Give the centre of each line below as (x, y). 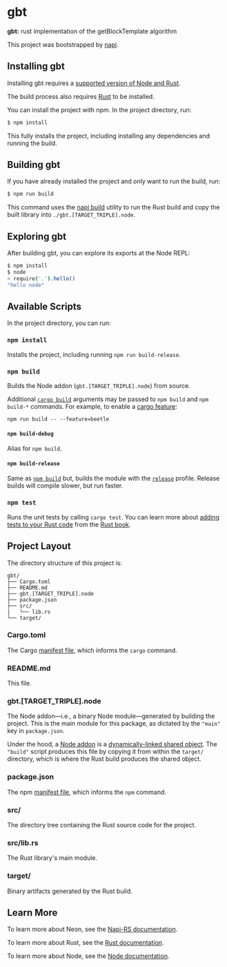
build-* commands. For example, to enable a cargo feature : (92, 407)
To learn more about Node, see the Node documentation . (88, 956)
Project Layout (39, 546)
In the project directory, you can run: (59, 323)
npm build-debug (30, 434)
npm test (22, 503)
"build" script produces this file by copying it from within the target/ (106, 752)
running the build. (32, 143)
